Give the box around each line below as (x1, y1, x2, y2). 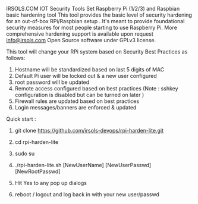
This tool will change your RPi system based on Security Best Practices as (6, 48, 188, 55)
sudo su (14, 150, 35, 157)
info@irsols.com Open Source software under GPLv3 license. (6, 37, 156, 43)
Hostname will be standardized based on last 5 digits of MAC (14, 66, 165, 73)
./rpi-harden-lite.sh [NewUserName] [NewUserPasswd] (14, 162, 152, 168)
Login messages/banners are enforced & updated (14, 104, 137, 111)
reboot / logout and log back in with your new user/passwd (14, 191, 159, 198)
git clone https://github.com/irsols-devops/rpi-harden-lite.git (14, 127, 164, 134)
